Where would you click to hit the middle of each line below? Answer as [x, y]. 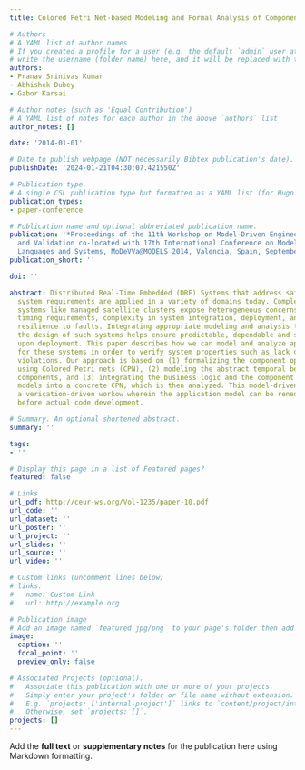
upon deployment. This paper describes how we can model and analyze [152, 344]
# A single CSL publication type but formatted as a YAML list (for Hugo [152, 193]
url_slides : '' [38, 545]
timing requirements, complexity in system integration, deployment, [152, 318]
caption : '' [40, 645]
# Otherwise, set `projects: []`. [79, 712]
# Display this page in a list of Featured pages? [107, 469]
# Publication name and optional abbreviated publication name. [133, 226]
